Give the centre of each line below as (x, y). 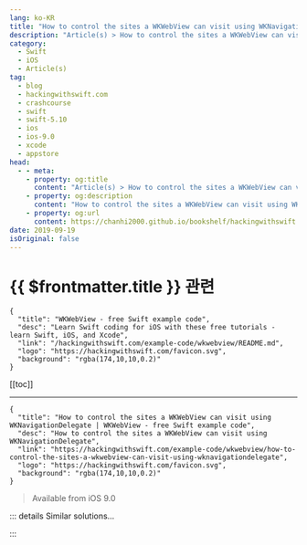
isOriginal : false (44, 238)
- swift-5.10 (42, 120)
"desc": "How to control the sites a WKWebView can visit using (143, 434)
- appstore (38, 153)
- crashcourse (44, 103)
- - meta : (36, 171)
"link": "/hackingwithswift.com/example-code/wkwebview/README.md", (151, 343)
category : (28, 43)
